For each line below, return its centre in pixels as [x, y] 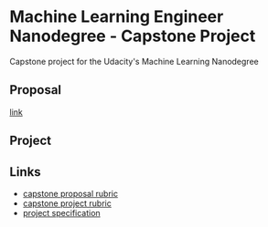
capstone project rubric [67, 203]
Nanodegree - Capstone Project [133, 36]
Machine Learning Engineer [117, 17]
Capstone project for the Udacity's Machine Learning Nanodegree [134, 61]
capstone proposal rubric [70, 193]
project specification [61, 212]
